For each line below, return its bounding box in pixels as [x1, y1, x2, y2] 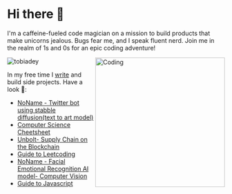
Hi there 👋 [7, 6, 64, 22]
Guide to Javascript [17, 179, 74, 187]
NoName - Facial [17, 157, 66, 165]
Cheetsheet [17, 128, 50, 136]
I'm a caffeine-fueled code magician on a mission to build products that [7, 29, 211, 37]
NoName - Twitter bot [17, 98, 79, 106]
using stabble [17, 106, 57, 114]
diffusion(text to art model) [17, 113, 94, 122]
